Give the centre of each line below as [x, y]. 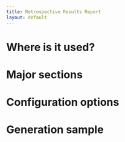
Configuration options [63, 102]
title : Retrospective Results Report [54, 12]
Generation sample [55, 130]
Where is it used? [51, 47]
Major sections [45, 74]
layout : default [27, 17]
